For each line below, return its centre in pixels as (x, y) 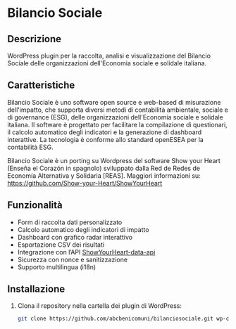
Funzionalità (35, 205)
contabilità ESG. (31, 147)
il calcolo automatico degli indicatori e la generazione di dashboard (105, 132)
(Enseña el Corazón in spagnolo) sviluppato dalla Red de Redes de (104, 168)
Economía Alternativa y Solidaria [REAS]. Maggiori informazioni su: (104, 175)
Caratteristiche (41, 85)
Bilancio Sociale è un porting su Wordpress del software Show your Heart (114, 160)
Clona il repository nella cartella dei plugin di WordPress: (99, 306)
